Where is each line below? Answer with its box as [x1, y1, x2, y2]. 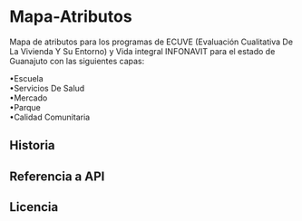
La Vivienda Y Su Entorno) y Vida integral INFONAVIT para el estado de [9, 45, 276, 56]
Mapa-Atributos [9, 6, 133, 27]
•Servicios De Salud [9, 82, 85, 93]
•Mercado [9, 92, 48, 103]
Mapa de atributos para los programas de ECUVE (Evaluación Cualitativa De [9, 36, 293, 47]
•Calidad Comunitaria [9, 111, 91, 122]
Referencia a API [9, 168, 105, 184]
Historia [9, 138, 56, 153]
